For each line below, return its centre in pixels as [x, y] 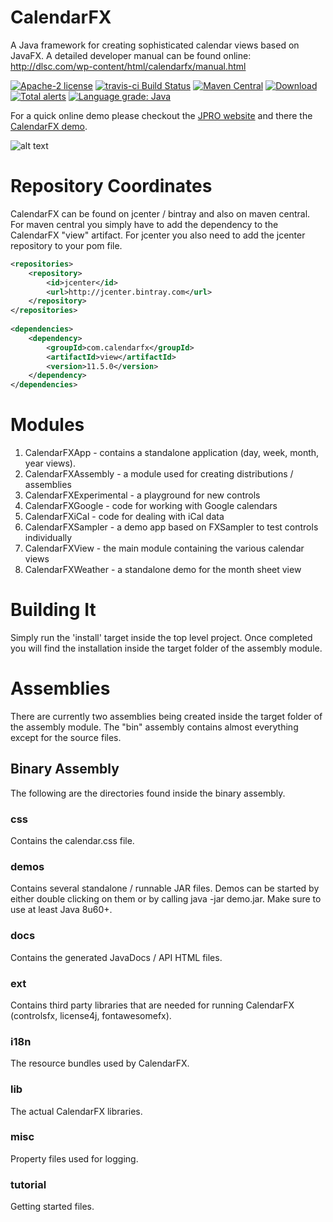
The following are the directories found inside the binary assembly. [148, 793]
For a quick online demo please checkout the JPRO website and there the [161, 115]
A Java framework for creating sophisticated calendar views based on [155, 45]
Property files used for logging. [74, 1158]
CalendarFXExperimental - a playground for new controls [142, 495]
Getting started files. [52, 1207]
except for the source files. [66, 737]
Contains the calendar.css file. [72, 841]
